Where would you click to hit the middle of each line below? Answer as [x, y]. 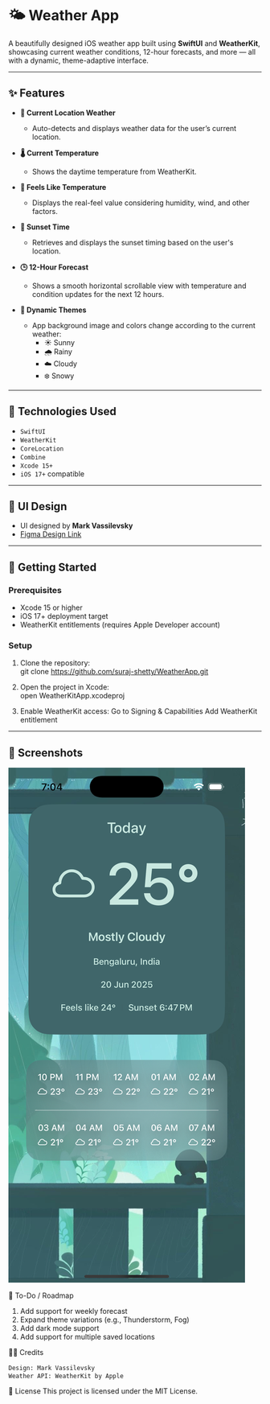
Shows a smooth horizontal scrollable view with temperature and [139, 286]
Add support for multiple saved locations [87, 1337]
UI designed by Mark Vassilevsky [76, 526]
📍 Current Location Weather [67, 113]
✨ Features [37, 93]
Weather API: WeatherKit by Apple [66, 1377]
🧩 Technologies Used [62, 412]
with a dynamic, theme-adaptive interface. [78, 60]
